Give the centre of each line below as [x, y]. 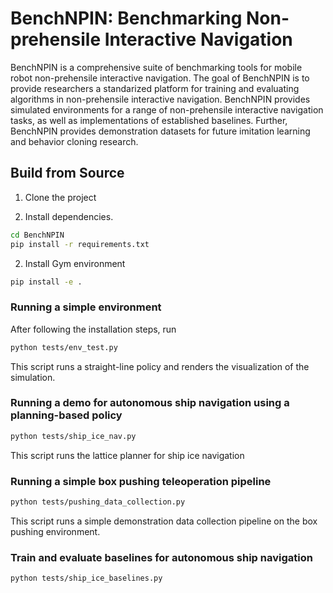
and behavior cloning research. [74, 141]
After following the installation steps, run [93, 329]
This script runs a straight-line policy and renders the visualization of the [160, 366]
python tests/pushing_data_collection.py [98, 502]
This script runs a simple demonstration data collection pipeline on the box [164, 521]
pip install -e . [46, 282]
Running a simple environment [86, 307]
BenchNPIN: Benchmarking [126, 18]
